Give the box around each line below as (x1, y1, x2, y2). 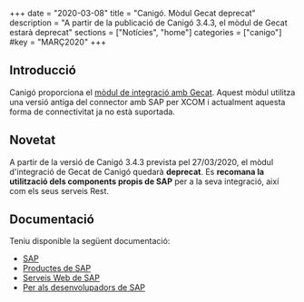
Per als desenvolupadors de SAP (22, 282, 146, 293)
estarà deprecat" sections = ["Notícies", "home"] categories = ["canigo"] (9, 27, 282, 37)
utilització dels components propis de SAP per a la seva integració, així (9, 176, 279, 187)
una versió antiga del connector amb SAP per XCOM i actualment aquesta (9, 96, 286, 107)
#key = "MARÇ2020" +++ (9, 36, 107, 47)
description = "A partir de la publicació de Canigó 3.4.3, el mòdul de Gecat (9, 17, 288, 28)
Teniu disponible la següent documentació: (9, 236, 171, 247)
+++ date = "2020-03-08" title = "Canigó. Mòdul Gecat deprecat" (9, 8, 256, 18)
